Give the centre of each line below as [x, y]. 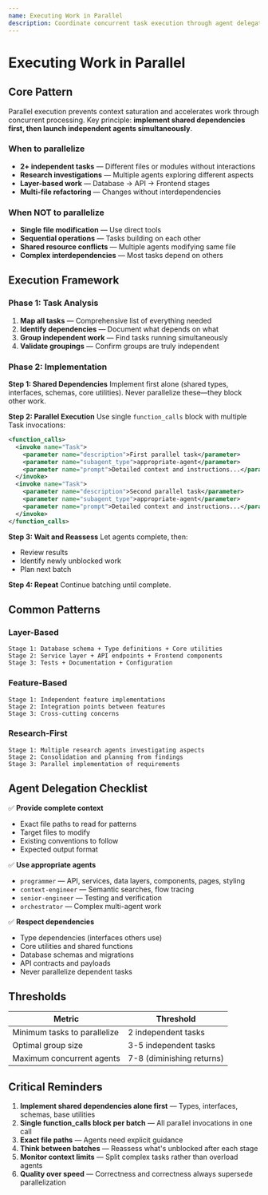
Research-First [38, 733]
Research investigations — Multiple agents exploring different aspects [136, 175]
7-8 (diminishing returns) [176, 1058]
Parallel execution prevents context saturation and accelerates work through [134, 111]
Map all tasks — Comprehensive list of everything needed [116, 320]
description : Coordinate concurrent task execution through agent [121, 23]
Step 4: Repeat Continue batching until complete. [90, 585]
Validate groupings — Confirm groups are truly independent [119, 346]
